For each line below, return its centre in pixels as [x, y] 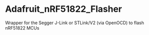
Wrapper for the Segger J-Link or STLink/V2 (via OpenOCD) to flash [75, 23]
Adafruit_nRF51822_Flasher [64, 9]
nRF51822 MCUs [22, 28]
